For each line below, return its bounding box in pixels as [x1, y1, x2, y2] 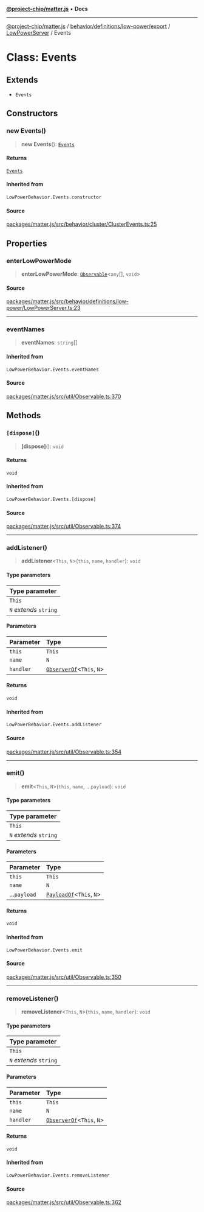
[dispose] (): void [21, 443, 64, 450]
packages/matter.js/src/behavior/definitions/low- [6, 298, 129, 305]
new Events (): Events [21, 140, 75, 148]
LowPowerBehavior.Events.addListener [6, 721, 102, 728]
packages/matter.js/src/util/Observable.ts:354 [6, 748, 122, 755]
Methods [6, 410, 41, 421]
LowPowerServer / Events [6, 29, 72, 36]
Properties [6, 238, 47, 248]
